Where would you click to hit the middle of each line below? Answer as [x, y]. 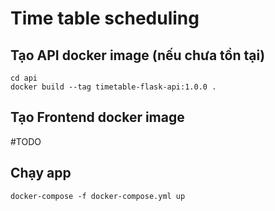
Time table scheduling [105, 18]
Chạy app [41, 173]
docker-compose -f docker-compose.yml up [98, 196]
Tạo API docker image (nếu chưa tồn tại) [138, 55]
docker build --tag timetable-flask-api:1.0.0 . [113, 87]
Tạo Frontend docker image [97, 117]
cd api [24, 78]
